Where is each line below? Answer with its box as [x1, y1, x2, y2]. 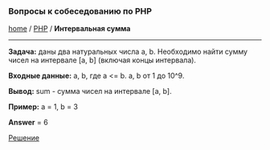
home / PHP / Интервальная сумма [8, 24, 131, 34]
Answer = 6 [8, 118, 48, 128]
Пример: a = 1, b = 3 [8, 102, 79, 111]
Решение [8, 133, 40, 143]
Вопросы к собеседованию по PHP [8, 6, 153, 17]
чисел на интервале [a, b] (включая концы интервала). [8, 55, 197, 65]
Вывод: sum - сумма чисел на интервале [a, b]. [8, 87, 172, 96]
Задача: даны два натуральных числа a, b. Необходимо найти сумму [8, 47, 247, 57]
